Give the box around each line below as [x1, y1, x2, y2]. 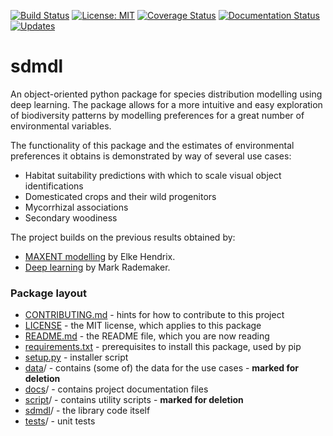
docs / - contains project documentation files [24, 383, 209, 395]
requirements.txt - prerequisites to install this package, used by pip [24, 341, 302, 353]
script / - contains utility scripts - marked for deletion [24, 394, 244, 406]
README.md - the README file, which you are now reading [24, 330, 270, 342]
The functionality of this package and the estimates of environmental [10, 139, 295, 151]
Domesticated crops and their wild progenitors [24, 190, 217, 202]
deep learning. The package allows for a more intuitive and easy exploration [10, 98, 323, 110]
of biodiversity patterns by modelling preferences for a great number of [10, 109, 305, 121]
